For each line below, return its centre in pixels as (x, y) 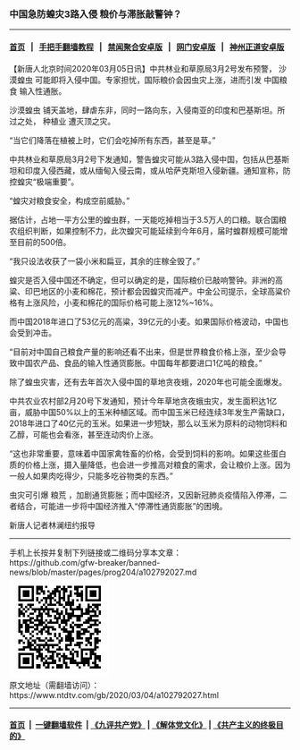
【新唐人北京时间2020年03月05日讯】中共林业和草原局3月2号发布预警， (143, 68)
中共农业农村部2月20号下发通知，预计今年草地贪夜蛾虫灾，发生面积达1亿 (143, 401)
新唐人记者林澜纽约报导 (52, 524)
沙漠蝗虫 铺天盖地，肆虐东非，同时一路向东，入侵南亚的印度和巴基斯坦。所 (147, 110)
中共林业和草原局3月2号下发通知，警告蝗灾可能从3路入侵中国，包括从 (137, 159)
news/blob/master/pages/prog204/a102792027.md (103, 572)
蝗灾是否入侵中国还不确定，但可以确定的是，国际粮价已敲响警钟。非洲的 (142, 280)
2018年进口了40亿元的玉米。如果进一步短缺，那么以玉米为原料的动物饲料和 (148, 423)
